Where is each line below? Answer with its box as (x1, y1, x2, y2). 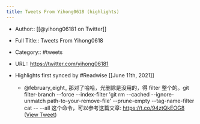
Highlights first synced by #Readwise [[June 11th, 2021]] (14, 71, 154, 78)
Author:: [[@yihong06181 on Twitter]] (14, 25, 107, 32)
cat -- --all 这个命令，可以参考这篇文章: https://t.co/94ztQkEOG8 (23, 104, 185, 111)
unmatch (23, 97, 46, 104)
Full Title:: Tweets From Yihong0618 (14, 37, 103, 44)
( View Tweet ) (23, 111, 57, 118)
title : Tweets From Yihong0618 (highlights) (6, 8, 120, 15)
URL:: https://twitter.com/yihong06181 (14, 60, 109, 67)
